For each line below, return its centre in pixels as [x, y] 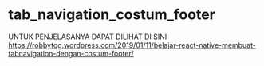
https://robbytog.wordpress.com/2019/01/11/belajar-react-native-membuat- [132, 45]
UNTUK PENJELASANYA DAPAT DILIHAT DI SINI [88, 37]
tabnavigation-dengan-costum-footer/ [71, 53]
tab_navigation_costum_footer [112, 15]
